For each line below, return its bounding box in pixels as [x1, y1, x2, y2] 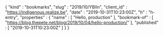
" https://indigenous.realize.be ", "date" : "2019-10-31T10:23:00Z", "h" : [5, 9, 147, 15]
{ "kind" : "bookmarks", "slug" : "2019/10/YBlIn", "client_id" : [5, 4, 127, 10]
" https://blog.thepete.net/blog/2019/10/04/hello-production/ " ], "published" [5, 19, 159, 25]
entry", [5, 15, 19, 20]
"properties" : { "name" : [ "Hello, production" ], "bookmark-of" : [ [19, 15, 154, 20]
